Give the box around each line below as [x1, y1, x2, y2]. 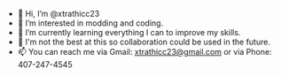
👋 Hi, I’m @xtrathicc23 [17, 9, 100, 19]
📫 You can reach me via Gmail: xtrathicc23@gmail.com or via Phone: [17, 47, 272, 57]
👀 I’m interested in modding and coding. [17, 18, 164, 28]
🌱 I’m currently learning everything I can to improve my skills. [17, 27, 241, 37]
